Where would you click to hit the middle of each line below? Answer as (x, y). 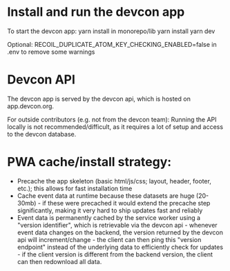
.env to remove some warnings (51, 52)
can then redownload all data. (59, 261)
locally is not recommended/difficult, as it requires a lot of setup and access (115, 127)
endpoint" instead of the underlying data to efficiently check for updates (120, 247)
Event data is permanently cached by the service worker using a (109, 217)
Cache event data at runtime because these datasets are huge (106, 195)
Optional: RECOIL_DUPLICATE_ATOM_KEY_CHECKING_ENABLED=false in (112, 44)
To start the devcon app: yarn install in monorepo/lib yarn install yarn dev (111, 31)
